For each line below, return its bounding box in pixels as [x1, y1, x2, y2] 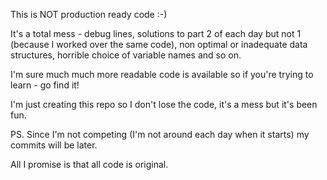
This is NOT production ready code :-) [10, 9, 168, 20]
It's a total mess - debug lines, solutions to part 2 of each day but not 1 [10, 28, 302, 39]
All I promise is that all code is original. [10, 159, 169, 170]
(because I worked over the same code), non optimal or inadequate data [10, 39, 308, 50]
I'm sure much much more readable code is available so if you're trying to [10, 69, 314, 80]
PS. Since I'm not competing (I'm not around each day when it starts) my [10, 129, 310, 140]
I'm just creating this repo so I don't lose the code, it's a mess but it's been [10, 99, 318, 110]
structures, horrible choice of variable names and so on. [10, 49, 242, 61]
